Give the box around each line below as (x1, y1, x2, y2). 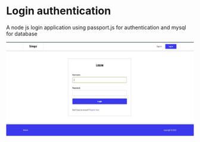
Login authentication (6, 4, 111, 18)
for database (6, 30, 37, 37)
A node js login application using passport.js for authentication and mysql (6, 24, 186, 31)
